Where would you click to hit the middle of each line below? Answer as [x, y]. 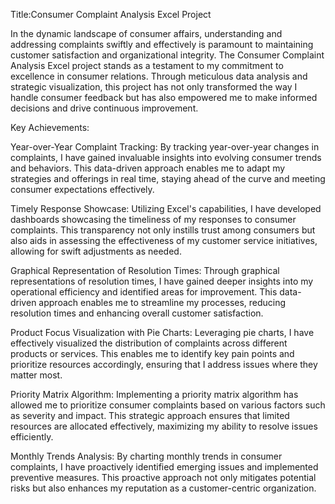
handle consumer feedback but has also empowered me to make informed [164, 97]
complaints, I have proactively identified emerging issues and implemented [164, 467]
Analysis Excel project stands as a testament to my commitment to [147, 65]
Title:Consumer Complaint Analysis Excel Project [111, 14]
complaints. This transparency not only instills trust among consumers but [163, 230]
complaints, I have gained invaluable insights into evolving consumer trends [166, 157]
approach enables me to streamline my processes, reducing [162, 302]
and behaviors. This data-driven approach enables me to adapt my [148, 168]
